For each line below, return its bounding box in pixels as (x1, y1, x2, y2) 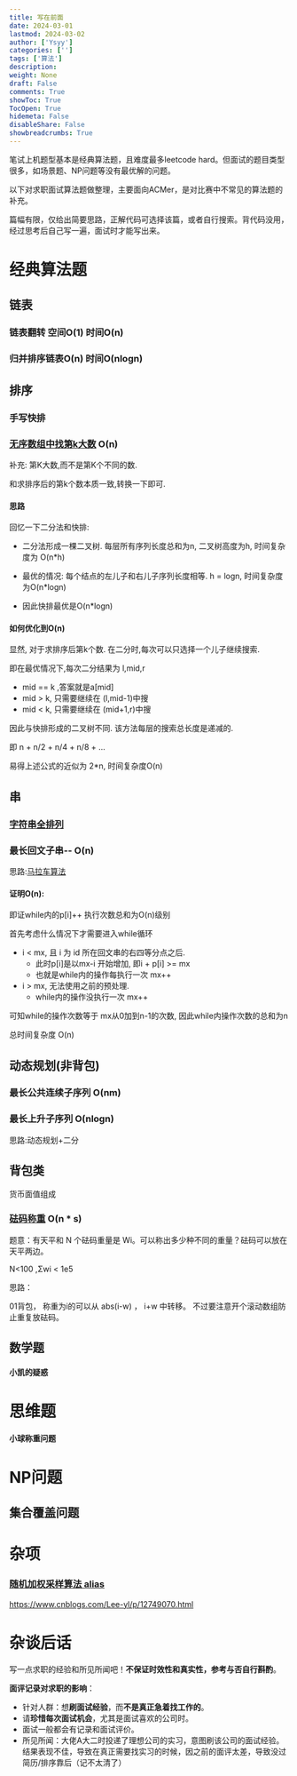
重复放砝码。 (16, 1311, 64, 1322)
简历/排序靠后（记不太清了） (21, 1756, 127, 1768)
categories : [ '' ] (9, 46, 74, 55)
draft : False (9, 79, 58, 88)
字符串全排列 (9, 818, 65, 831)
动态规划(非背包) (9, 1058, 100, 1073)
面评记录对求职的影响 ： (9, 1683, 95, 1693)
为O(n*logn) (21, 582, 66, 593)
